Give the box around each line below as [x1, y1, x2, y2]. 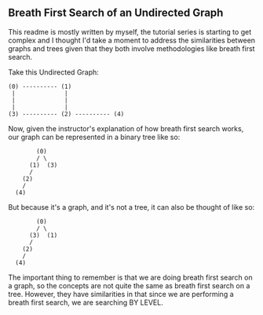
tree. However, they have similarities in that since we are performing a [8, 289, 234, 299]
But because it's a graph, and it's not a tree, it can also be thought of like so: [8, 202, 255, 211]
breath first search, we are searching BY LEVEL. [8, 298, 163, 307]
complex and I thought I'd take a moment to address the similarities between [8, 35, 256, 45]
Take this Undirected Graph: [8, 67, 100, 77]
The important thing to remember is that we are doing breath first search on [8, 273, 253, 282]
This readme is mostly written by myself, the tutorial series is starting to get [8, 27, 252, 36]
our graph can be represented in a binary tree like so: [8, 132, 181, 141]
